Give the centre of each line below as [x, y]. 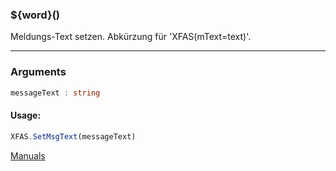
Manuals [28, 155]
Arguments [38, 72]
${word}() [35, 15]
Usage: [26, 115]
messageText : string [55, 93]
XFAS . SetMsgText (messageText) [73, 136]
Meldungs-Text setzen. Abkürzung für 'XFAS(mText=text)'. [131, 37]
